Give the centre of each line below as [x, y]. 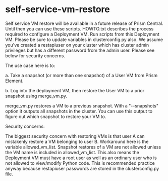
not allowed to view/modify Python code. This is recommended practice [80, 163]
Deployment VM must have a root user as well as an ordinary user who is [81, 158]
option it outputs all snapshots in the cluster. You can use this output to [79, 111]
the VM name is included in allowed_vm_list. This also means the [72, 152]
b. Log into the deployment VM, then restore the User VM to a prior [75, 90]
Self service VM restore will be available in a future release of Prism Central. [84, 23]
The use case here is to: [30, 65]
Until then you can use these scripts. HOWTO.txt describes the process [79, 28]
